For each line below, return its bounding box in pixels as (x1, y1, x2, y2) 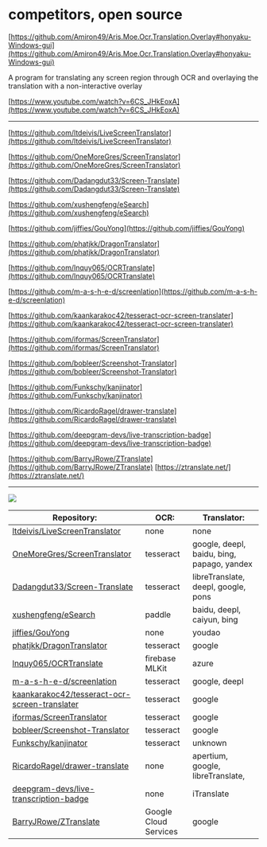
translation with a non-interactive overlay (8, 81, 143, 91)
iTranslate (192, 788, 230, 799)
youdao (192, 626, 221, 638)
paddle (145, 609, 172, 620)
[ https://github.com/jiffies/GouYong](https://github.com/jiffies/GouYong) (8, 223, 245, 232)
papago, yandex (192, 558, 253, 569)
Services (145, 826, 179, 837)
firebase (145, 653, 176, 664)
